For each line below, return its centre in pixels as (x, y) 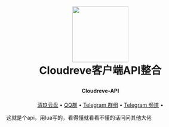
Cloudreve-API (100, 91)
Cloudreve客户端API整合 (100, 71)
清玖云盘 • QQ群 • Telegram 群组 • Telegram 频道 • (100, 105)
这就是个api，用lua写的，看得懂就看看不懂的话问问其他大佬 (79, 117)
